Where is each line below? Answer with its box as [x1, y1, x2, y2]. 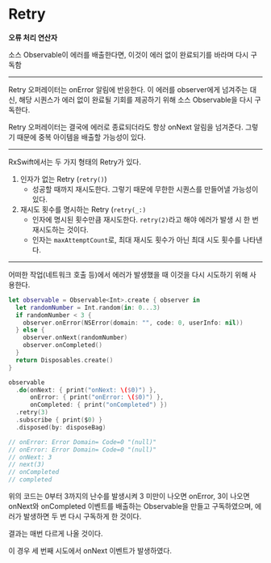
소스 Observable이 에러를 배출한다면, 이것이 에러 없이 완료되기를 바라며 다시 [8, 49, 249, 59]
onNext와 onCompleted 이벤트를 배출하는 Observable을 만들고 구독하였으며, [8, 502, 253, 511]
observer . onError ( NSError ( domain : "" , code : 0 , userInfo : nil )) [23, 319, 244, 327]
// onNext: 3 [8, 453, 52, 461]
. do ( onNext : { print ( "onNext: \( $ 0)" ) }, [15, 386, 157, 394]
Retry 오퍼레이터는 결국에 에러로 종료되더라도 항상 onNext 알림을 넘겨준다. [8, 122, 244, 132]
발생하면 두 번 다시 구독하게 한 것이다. [23, 511, 142, 522]
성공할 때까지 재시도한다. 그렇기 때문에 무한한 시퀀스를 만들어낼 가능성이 [31, 184, 259, 194]
